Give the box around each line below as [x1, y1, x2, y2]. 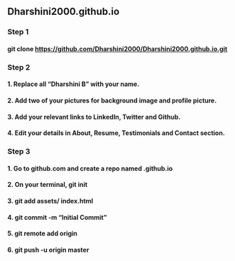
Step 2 [7, 62, 31, 72]
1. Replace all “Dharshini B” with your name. [7, 80, 140, 88]
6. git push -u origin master [7, 245, 89, 254]
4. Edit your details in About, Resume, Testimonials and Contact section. [7, 129, 225, 137]
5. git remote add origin [7, 229, 78, 238]
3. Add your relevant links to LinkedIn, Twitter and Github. [7, 112, 181, 121]
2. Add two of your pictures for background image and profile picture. [7, 96, 217, 105]
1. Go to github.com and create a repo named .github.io [7, 164, 173, 173]
